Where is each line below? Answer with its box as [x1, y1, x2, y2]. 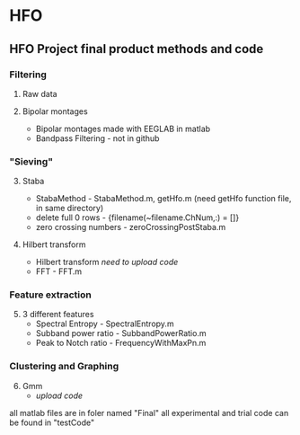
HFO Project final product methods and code [9, 41, 264, 57]
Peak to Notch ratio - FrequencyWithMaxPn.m [35, 338, 207, 349]
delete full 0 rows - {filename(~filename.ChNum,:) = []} [35, 212, 240, 223]
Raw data [22, 88, 57, 99]
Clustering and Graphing [9, 360, 119, 373]
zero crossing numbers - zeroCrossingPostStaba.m [35, 222, 226, 233]
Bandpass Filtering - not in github [35, 132, 160, 144]
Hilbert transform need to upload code [35, 257, 179, 268]
